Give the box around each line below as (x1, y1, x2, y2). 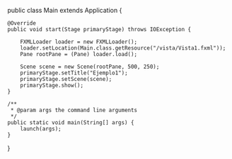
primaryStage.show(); (20, 82, 83, 89)
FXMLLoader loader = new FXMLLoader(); (20, 38, 138, 45)
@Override (7, 20, 37, 27)
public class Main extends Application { (7, 6, 122, 14)
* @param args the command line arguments (10, 106, 138, 114)
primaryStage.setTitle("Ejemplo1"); (20, 70, 129, 77)
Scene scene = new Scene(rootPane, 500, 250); (20, 63, 160, 70)
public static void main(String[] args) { (7, 119, 134, 126)
